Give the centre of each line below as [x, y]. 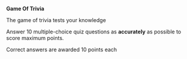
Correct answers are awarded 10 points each [62, 49]
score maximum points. [35, 38]
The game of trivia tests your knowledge [56, 20]
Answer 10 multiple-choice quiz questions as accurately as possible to [94, 32]
